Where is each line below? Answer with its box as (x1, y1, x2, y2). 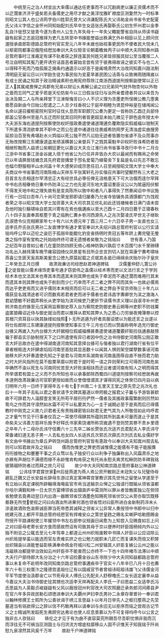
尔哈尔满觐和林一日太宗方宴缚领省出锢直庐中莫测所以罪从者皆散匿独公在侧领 (5, 487, 159, 493)
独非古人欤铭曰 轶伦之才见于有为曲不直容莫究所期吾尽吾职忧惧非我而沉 (5, 616, 156, 621)
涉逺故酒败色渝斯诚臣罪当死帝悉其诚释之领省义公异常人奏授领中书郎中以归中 (5, 506, 159, 511)
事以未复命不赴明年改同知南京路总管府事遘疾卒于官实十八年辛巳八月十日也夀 (5, 560, 159, 566)
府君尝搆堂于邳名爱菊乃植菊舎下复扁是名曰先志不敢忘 (52, 157, 159, 163)
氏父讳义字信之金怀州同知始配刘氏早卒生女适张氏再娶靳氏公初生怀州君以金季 (5, 22, 159, 28)
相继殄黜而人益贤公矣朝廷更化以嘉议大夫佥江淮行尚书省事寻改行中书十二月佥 (5, 145, 159, 151)
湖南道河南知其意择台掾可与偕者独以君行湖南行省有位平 (47, 340, 159, 346)
